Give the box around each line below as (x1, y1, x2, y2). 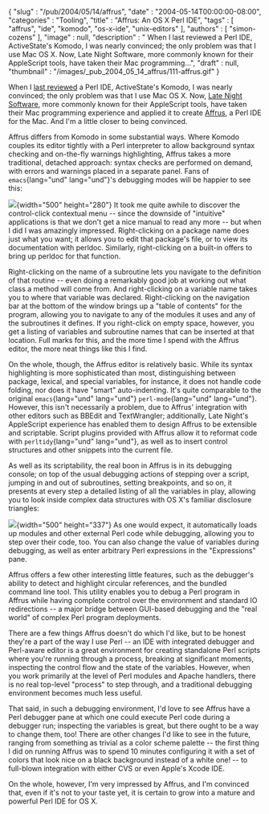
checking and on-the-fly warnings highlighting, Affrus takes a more (8, 149, 231, 159)
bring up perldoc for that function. (8, 251, 121, 261)
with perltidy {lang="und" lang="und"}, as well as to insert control (8, 436, 228, 446)
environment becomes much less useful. (8, 688, 143, 697)
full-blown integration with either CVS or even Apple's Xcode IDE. (8, 764, 225, 773)
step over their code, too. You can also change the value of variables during (8, 537, 259, 547)
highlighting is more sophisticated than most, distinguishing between (8, 368, 236, 378)
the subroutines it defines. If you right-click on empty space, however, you (8, 318, 255, 328)
